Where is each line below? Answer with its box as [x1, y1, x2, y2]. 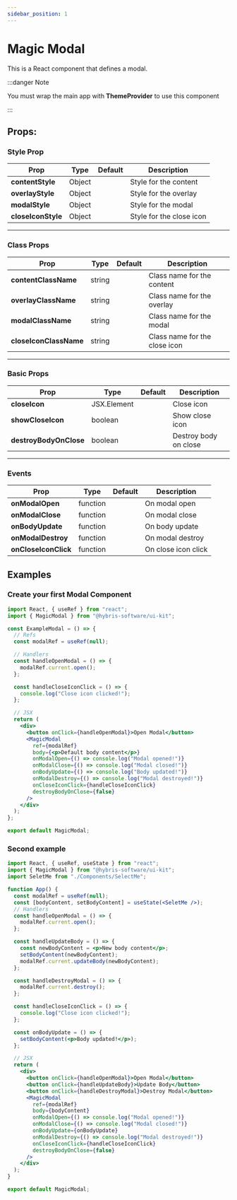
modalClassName [11, 315, 72, 325]
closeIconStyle [11, 211, 62, 221]
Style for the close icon [130, 211, 207, 221]
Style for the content [130, 177, 198, 187]
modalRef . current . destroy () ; [20, 984, 106, 991]
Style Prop [7, 146, 44, 156]
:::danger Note [7, 78, 49, 86]
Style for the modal [130, 200, 193, 210]
